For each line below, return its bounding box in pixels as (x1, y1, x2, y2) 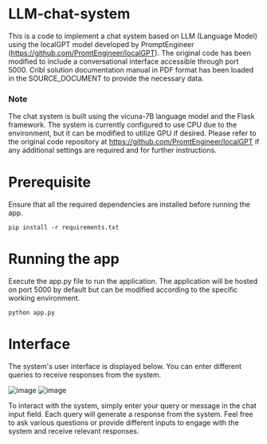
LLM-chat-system (8, 5, 131, 23)
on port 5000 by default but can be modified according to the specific (8, 285, 238, 295)
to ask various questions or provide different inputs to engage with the (8, 418, 239, 427)
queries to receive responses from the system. (8, 370, 162, 379)
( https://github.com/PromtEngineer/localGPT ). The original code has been (8, 48, 251, 57)
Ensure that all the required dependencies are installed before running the (8, 200, 251, 210)
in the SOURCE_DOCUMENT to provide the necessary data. (8, 73, 205, 83)
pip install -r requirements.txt (8, 224, 120, 232)
